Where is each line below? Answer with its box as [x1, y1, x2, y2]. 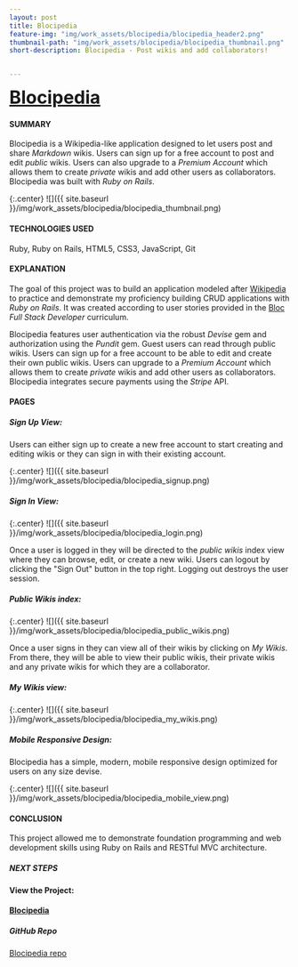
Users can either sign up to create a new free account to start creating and [9, 439, 283, 450]
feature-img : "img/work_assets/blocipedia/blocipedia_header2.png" [9, 29, 265, 38]
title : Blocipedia [9, 21, 77, 30]
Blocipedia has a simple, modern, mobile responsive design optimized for [9, 757, 278, 768]
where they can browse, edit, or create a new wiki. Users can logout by [9, 554, 270, 565]
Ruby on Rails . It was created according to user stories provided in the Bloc [9, 302, 286, 312]
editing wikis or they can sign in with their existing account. [9, 448, 227, 459]
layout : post [9, 12, 58, 22]
